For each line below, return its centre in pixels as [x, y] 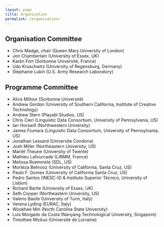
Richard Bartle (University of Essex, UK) [53, 188]
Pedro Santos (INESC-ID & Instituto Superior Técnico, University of [80, 178]
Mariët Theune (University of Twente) [50, 151]
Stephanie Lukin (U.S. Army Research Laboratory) [63, 72]
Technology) [25, 110]
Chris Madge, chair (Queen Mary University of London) [68, 51]
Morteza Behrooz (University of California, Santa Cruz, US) [72, 167]
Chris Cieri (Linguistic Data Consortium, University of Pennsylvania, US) [85, 120]
